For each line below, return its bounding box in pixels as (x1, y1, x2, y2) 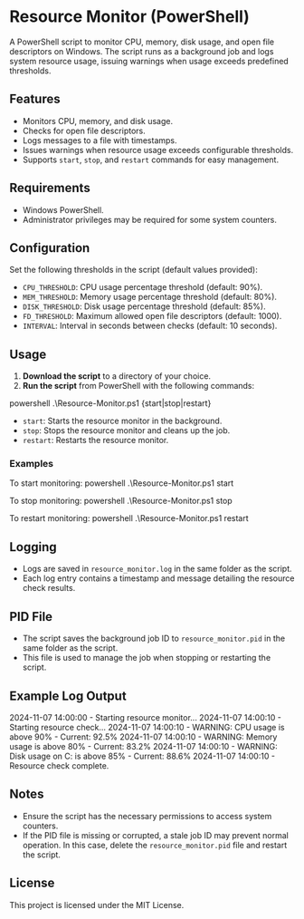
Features (9, 92, 61, 107)
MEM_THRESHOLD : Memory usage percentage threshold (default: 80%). (22, 292, 278, 303)
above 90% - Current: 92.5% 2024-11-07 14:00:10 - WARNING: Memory (9, 731, 278, 742)
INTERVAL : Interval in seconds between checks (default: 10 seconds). (22, 320, 278, 332)
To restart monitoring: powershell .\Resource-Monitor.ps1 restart (9, 513, 249, 524)
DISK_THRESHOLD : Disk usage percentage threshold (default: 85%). (22, 301, 266, 312)
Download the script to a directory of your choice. (22, 371, 211, 382)
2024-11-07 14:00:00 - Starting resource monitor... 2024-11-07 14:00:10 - (9, 711, 282, 722)
